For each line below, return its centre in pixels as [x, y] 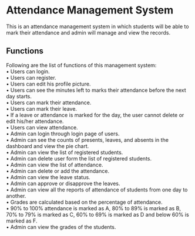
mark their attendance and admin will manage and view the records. [88, 32]
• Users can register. [31, 77]
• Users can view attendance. [42, 127]
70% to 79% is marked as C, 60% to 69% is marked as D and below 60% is [97, 214]
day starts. [19, 96]
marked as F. [22, 221]
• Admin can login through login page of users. [63, 134]
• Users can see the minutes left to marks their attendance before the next [96, 90]
